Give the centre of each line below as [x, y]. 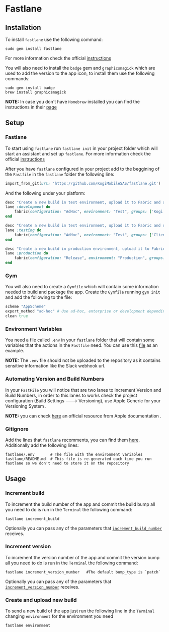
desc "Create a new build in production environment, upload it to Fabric [85, 249]
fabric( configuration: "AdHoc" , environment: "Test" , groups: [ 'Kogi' [90, 212]
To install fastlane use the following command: [54, 39]
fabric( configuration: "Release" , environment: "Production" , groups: [90, 258]
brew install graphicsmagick [36, 92]
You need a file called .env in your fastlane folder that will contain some [80, 340]
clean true [17, 316]
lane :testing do [23, 230]
